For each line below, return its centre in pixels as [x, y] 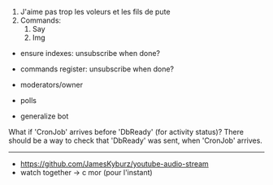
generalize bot [44, 116]
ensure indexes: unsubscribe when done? [90, 53]
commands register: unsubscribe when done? [97, 69]
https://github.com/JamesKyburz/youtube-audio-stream [114, 164]
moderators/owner [52, 85]
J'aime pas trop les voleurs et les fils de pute [95, 12]
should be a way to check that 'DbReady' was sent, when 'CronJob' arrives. [135, 140]
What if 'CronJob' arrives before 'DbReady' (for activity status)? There [126, 132]
